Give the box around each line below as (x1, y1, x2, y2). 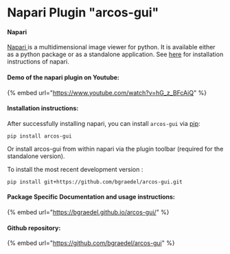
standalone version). (7, 152, 65, 160)
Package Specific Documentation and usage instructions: (7, 193, 175, 201)
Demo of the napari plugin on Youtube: (7, 73, 120, 81)
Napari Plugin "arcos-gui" (7, 5, 159, 21)
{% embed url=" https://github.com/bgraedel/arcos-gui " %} (7, 239, 175, 247)
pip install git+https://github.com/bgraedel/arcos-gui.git (7, 178, 183, 186)
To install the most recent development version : (7, 165, 143, 173)
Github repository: (7, 224, 61, 232)
